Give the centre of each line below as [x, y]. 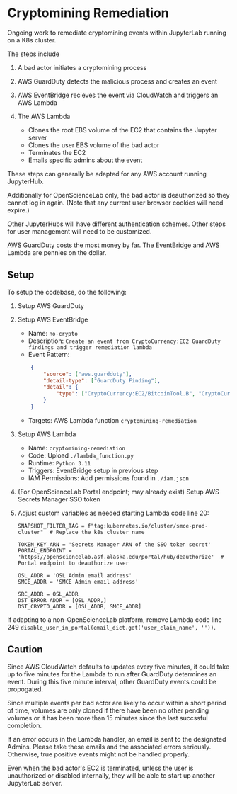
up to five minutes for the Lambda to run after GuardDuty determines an [112, 674]
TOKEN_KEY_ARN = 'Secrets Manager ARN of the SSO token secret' [114, 544]
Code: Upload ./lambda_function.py [81, 455]
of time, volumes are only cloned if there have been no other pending [108, 710]
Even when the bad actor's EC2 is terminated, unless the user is [100, 768]
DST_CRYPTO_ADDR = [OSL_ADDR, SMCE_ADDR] [79, 606]
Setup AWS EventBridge [53, 319]
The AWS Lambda [44, 116]
